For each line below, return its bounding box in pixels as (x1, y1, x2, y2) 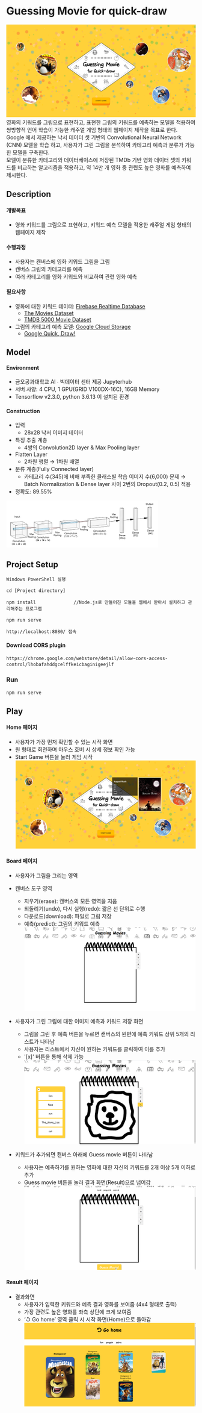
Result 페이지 (6, 1279, 39, 1286)
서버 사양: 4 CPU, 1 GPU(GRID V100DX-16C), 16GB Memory (14, 385, 160, 393)
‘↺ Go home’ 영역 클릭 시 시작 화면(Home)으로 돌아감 (23, 1316, 151, 1323)
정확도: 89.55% (14, 488, 52, 495)
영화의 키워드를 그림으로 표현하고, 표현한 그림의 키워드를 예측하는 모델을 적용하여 (6, 119, 196, 126)
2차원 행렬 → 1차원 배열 (23, 458, 79, 465)
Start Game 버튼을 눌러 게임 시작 (14, 753, 93, 761)
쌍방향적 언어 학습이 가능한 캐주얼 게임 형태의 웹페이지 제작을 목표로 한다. (6, 126, 178, 133)
